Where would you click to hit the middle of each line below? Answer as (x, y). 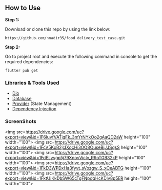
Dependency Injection (34, 109)
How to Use (23, 8)
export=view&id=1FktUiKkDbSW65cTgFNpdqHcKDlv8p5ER (64, 178)
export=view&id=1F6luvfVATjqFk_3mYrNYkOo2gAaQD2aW (64, 137)
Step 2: (13, 47)
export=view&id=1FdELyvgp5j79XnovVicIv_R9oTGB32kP (61, 158)
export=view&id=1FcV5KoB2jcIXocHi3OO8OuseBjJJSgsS (62, 147)
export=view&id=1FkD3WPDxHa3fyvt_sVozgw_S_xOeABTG (64, 168)
